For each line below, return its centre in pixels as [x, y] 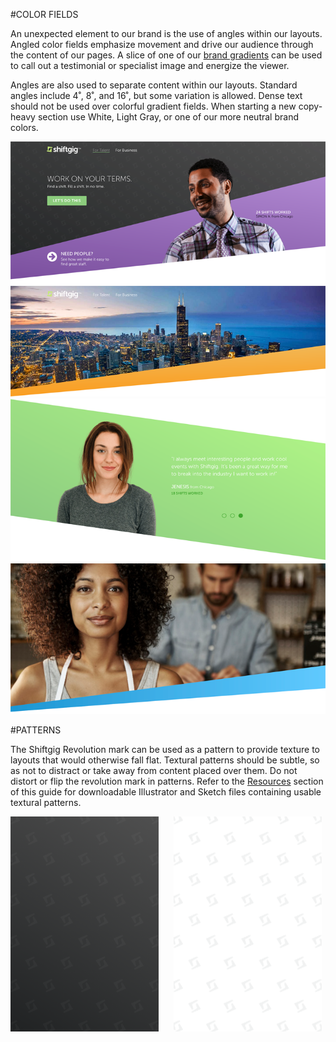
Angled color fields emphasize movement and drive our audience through [162, 44]
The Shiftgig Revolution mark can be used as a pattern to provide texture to [165, 750]
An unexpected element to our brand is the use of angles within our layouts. [166, 33]
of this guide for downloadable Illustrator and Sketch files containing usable [166, 792]
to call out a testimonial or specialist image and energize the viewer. [150, 65]
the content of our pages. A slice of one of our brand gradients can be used [166, 55]
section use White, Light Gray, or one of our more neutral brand [168, 117]
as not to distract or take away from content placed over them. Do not [154, 771]
